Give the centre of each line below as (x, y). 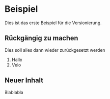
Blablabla (14, 92)
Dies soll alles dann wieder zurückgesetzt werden (55, 50)
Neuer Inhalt (24, 81)
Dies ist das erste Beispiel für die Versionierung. (53, 23)
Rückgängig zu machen (41, 38)
